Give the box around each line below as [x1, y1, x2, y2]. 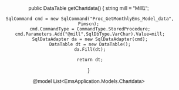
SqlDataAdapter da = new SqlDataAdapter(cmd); [32, 36, 148, 42]
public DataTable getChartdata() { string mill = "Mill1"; [28, 5, 149, 11]
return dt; [76, 57, 103, 63]
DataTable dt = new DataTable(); [49, 41, 131, 47]
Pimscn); [77, 21, 100, 27]
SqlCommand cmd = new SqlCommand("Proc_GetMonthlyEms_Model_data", [5, 16, 174, 22]
